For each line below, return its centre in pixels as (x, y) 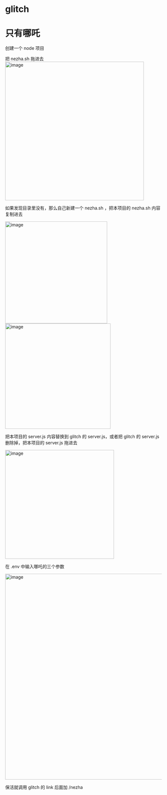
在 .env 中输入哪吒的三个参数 (35, 567)
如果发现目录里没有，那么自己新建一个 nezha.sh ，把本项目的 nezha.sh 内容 (83, 208)
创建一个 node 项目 (25, 48)
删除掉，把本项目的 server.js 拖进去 (41, 443)
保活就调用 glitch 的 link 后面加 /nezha (44, 788)
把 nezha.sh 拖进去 (24, 59)
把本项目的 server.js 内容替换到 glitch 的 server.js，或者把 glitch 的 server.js (82, 437)
